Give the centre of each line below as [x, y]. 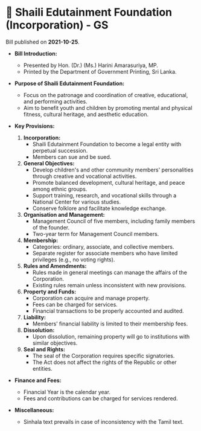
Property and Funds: [50, 292]
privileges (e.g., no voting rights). [74, 260]
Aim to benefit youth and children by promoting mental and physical [108, 107]
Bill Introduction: [36, 53]
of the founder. [51, 227]
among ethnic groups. [60, 189]
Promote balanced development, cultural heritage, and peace [109, 182]
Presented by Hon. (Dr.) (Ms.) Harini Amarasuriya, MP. [91, 65]
